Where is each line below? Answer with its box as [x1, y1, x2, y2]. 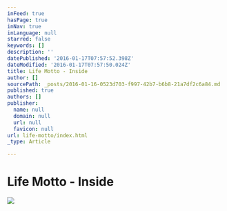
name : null [13, 106, 45, 113]
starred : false [7, 36, 51, 43]
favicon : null [13, 125, 54, 132]
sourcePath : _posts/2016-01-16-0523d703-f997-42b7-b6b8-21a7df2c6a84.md [7, 81, 221, 88]
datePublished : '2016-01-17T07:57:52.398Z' [7, 55, 135, 62]
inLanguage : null [7, 29, 57, 37]
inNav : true [7, 23, 41, 30]
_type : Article [7, 139, 51, 145]
